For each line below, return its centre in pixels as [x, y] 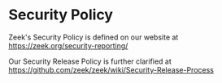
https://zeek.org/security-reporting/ [68, 45]
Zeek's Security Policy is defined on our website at [94, 37]
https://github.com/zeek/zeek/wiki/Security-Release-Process [111, 69]
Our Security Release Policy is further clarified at [90, 61]
